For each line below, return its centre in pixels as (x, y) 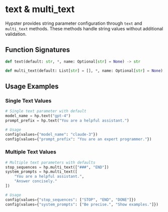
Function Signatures (38, 50)
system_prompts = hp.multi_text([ (41, 172)
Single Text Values (28, 100)
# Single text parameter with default (46, 111)
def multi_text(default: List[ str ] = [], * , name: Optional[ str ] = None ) (84, 71)
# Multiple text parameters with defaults (50, 163)
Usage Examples (32, 86)
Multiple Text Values (31, 152)
